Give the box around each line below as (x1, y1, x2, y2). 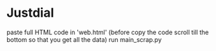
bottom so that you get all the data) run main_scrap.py (6, 35, 162, 43)
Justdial (6, 5, 54, 21)
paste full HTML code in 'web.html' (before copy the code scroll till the (6, 28, 210, 36)
